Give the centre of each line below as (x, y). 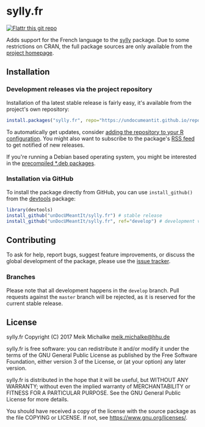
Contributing (31, 240)
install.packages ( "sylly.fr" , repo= (53, 120)
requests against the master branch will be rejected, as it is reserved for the (101, 297)
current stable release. (35, 303)
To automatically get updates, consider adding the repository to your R (95, 132)
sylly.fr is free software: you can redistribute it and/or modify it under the (98, 349)
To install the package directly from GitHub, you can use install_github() (100, 192)
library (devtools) (30, 210)
